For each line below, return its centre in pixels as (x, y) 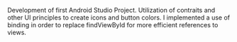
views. (17, 32)
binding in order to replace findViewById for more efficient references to (113, 25)
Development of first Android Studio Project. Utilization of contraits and (111, 10)
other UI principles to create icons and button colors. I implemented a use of (119, 17)
